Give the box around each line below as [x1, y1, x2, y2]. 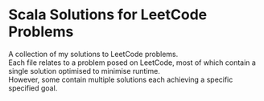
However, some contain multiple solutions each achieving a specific [8, 75, 233, 84]
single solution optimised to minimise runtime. [8, 66, 161, 75]
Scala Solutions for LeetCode [8, 6, 208, 24]
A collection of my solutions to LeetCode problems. [8, 49, 179, 59]
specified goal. [8, 83, 58, 93]
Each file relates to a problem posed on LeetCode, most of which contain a [8, 58, 256, 67]
